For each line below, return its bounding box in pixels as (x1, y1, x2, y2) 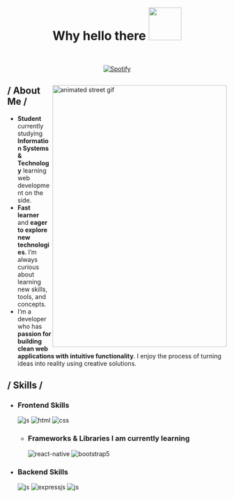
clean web (17, 344, 49, 353)
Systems (22, 144, 49, 152)
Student (17, 114, 42, 122)
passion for (17, 329, 52, 338)
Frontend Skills (17, 400, 70, 410)
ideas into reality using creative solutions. (17, 359, 137, 367)
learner (17, 210, 40, 219)
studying (17, 129, 43, 138)
